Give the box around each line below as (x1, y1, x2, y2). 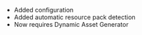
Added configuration (13, 6, 74, 14)
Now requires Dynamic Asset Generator (13, 21, 129, 28)
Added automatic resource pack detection (13, 13, 136, 21)
